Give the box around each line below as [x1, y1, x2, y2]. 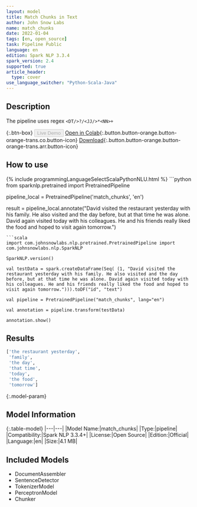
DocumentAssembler [14, 470, 67, 478]
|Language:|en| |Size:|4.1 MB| [6, 437, 78, 445]
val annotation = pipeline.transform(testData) [6, 307, 126, 313]
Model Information [6, 409, 76, 419]
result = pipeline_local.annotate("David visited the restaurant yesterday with [6, 205, 191, 212]
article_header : [6, 69, 46, 75]
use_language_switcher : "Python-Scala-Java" [6, 80, 117, 86]
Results [6, 334, 35, 344]
